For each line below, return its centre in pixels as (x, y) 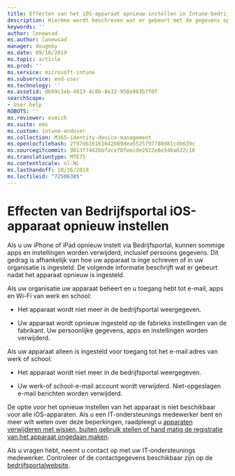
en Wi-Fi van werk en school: (50, 296)
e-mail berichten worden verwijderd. (70, 393)
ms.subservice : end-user (43, 79)
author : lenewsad (33, 33)
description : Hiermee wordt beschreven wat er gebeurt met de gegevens (114, 20)
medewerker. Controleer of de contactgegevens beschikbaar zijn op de (110, 458)
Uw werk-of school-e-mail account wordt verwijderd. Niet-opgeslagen (119, 386)
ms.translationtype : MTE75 (47, 157)
